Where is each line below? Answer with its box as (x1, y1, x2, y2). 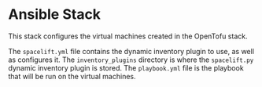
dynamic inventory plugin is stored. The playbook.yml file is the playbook (8, 63, 244, 72)
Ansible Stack (8, 5, 101, 24)
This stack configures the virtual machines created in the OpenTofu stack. (8, 31, 248, 41)
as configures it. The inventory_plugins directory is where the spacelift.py (8, 55, 254, 64)
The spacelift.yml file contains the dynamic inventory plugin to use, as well (8, 46, 254, 56)
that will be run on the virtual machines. (8, 71, 136, 81)
